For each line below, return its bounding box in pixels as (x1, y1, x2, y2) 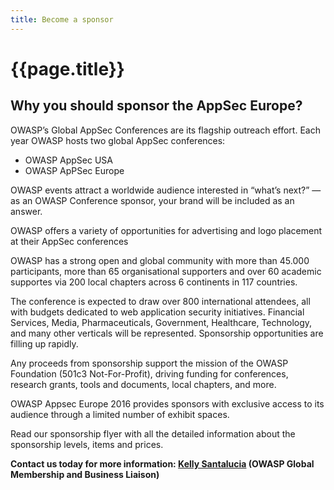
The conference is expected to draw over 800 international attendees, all (10, 295, 311, 307)
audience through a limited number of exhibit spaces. (10, 408, 230, 420)
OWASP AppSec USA (24, 154, 113, 166)
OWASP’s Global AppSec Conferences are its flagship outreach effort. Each (10, 124, 321, 136)
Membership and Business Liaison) (10, 468, 160, 480)
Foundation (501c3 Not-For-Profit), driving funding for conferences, (10, 367, 289, 380)
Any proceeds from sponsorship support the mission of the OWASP (10, 357, 289, 369)
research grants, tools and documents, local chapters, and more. (10, 378, 277, 390)
